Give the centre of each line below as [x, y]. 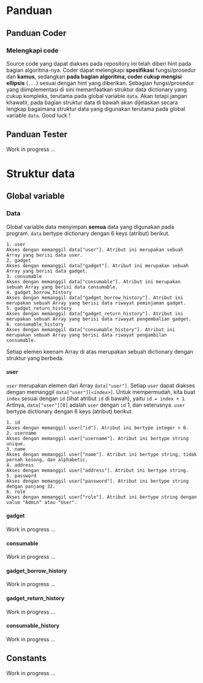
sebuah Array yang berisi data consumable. [62, 287]
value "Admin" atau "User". [42, 502]
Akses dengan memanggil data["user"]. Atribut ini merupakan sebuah [95, 250]
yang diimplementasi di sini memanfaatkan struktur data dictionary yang [97, 89]
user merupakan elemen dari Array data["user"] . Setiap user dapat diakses [101, 385]
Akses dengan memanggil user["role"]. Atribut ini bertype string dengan [102, 497]
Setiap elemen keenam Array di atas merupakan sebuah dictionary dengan [100, 351]
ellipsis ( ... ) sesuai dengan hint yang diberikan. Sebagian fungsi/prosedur [100, 83]
